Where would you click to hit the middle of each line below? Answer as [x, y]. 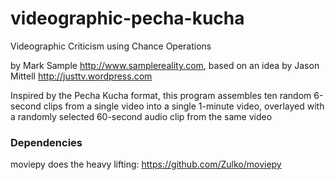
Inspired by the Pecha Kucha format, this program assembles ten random [161, 95]
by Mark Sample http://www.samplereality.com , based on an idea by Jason [165, 65]
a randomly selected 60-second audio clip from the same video [141, 116]
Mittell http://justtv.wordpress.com [81, 76]
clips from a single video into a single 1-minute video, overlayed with [184, 106]
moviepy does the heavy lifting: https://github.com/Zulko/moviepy [146, 164]
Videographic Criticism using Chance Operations [111, 46]
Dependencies [46, 142]
